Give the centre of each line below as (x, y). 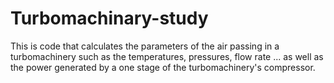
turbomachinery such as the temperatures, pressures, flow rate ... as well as (167, 56)
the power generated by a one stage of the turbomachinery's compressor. (163, 67)
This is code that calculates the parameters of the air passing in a (145, 46)
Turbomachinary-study (109, 18)
